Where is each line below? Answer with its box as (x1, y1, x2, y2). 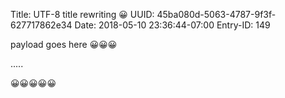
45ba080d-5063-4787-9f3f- (156, 9, 277, 20)
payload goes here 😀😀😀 (10, 39, 118, 50)
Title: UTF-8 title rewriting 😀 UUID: (10, 9, 155, 20)
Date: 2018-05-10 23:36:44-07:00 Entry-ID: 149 (74, 19, 271, 31)
